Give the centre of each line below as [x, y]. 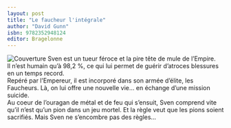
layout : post [26, 13]
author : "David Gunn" [38, 26]
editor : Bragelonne [35, 39]
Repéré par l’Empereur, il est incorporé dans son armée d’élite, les [100, 81]
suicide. [18, 95]
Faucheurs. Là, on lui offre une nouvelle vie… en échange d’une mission [109, 88]
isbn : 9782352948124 [37, 33]
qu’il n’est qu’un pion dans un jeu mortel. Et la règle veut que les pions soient [115, 110]
